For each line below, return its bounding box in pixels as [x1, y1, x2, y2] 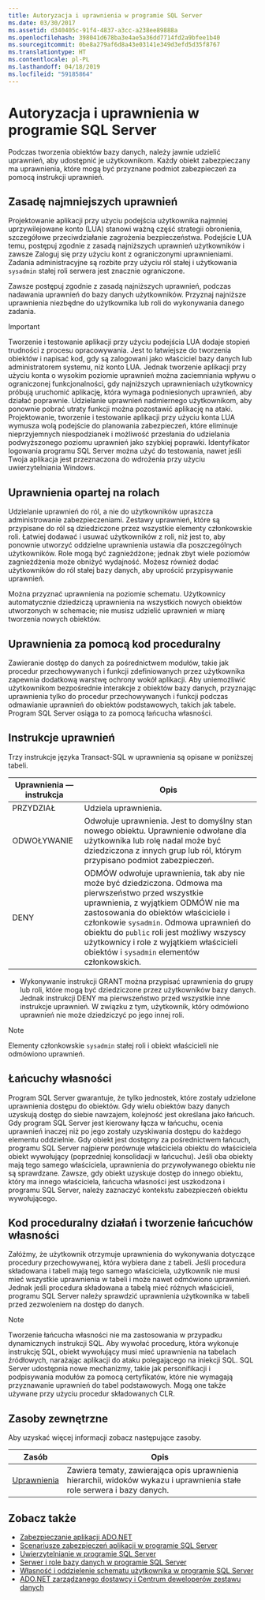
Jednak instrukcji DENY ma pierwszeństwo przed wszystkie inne [19, 993, 230, 1003]
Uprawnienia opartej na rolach [8, 486, 160, 499]
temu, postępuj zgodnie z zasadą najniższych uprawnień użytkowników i [8, 241, 244, 251]
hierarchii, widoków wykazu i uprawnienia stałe [66, 1475, 241, 1486]
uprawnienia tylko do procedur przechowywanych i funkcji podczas [8, 692, 229, 701]
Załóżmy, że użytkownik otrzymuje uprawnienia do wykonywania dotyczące [8, 1250, 256, 1259]
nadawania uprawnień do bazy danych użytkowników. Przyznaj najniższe [8, 290, 247, 300]
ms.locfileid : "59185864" [8, 70, 93, 78]
